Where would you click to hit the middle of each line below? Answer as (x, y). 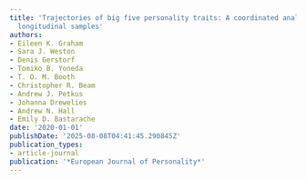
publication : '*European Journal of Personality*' (107, 161)
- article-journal (44, 153)
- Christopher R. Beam (52, 85)
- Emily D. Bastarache (52, 119)
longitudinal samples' (61, 26)
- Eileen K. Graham (46, 43)
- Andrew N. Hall (42, 111)
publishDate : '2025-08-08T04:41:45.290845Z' (95, 136)
